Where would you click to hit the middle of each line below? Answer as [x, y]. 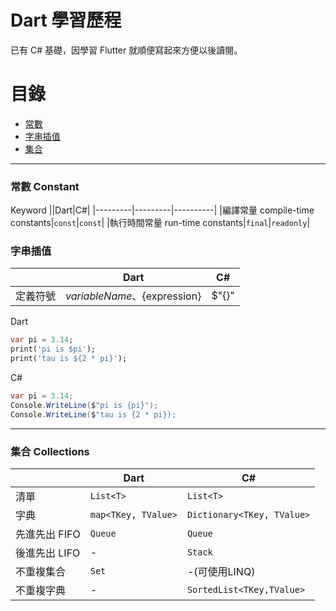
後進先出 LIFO [48, 553]
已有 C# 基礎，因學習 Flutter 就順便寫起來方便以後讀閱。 [126, 50]
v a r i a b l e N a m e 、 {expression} [133, 296]
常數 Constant [45, 186]
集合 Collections [50, 451]
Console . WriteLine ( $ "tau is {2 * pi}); [93, 414]
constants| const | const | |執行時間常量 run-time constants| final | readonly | [160, 223]
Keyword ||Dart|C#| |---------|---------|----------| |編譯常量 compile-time [162, 210]
